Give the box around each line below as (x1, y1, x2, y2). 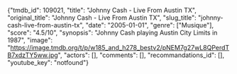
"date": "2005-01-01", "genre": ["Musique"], (85, 21, 214, 29)
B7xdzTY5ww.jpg (7, 51, 58, 59)
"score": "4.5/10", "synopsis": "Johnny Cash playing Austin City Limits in (7, 28, 218, 37)
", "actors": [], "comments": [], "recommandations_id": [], (57, 51, 225, 59)
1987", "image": (7, 36, 53, 44)
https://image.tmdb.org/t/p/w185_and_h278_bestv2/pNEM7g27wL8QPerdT (10, 44, 230, 51)
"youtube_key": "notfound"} (7, 58, 89, 66)
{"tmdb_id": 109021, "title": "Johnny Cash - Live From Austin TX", (7, 6, 197, 14)
